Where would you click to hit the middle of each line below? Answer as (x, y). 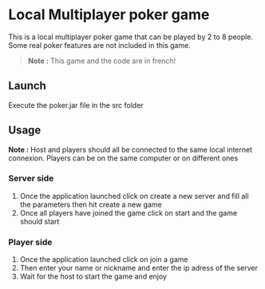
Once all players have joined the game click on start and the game (129, 212)
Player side (30, 242)
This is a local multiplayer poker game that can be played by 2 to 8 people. (131, 37)
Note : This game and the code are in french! (102, 61)
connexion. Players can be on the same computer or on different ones (123, 158)
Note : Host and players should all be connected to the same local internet (131, 149)
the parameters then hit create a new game (91, 204)
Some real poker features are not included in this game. (100, 45)
